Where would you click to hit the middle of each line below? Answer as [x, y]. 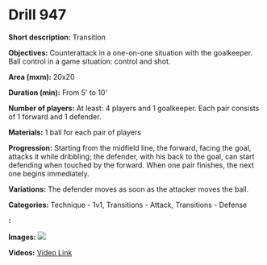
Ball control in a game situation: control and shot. [90, 61]
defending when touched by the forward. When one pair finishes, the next [131, 165]
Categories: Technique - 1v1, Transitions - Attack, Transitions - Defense [128, 205]
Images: [22, 237]
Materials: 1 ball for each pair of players [75, 132]
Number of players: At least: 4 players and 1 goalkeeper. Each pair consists [134, 108]
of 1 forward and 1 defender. [55, 116]
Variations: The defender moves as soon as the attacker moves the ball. [129, 189]
